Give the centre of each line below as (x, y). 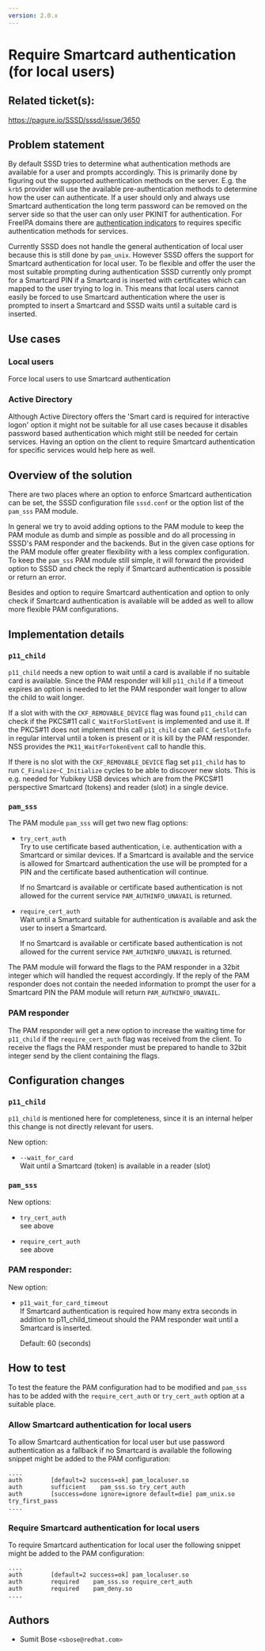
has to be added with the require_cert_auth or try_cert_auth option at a (127, 1396)
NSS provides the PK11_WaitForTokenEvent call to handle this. (107, 746)
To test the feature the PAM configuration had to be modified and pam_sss (128, 1387)
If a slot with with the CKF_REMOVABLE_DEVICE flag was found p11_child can (128, 712)
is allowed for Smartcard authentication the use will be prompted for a (133, 864)
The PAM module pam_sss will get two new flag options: (98, 823)
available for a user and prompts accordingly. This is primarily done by (123, 172)
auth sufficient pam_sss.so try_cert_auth (97, 1487)
